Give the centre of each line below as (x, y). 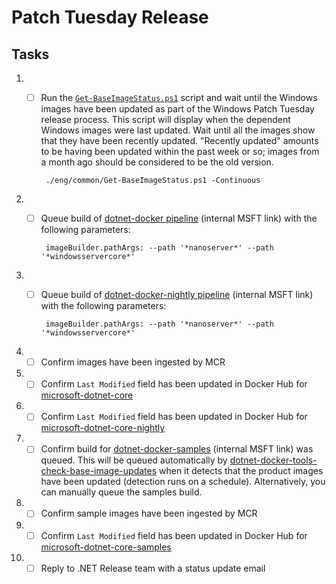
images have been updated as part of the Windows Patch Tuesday (177, 109)
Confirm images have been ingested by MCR (133, 362)
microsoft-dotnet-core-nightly (103, 428)
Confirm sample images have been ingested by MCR (149, 513)
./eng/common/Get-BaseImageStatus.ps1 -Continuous (153, 181)
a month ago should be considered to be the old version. (157, 162)
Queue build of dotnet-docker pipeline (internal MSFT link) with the (179, 218)
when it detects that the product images (241, 471)
